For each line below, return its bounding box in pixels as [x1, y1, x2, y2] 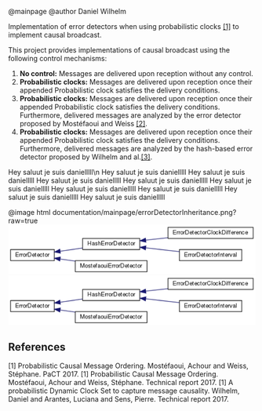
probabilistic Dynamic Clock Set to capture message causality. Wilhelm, [8, 386, 240, 395]
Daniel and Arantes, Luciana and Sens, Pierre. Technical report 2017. [8, 395, 229, 404]
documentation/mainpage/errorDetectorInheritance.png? [52, 208, 237, 216]
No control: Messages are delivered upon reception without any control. [19, 69, 253, 78]
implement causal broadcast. [8, 31, 102, 39]
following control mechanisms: [8, 54, 107, 63]
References [8, 340, 66, 354]
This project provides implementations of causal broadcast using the [8, 45, 230, 54]
